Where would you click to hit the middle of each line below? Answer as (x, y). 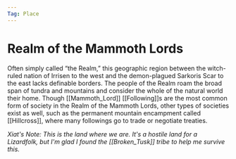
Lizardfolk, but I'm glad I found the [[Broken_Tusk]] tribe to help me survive (116, 141)
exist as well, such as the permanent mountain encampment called (104, 113)
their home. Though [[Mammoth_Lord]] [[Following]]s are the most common (117, 98)
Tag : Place (23, 14)
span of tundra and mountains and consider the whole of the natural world (115, 90)
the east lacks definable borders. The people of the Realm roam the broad (114, 83)
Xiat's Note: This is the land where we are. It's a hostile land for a (103, 134)
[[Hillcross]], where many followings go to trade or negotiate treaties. (107, 120)
